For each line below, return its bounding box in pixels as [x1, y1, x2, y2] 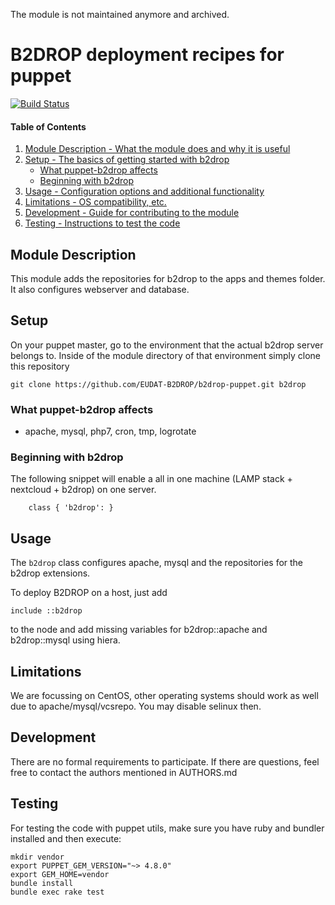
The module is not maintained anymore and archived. [10, 9, 230, 20]
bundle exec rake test [10, 887, 105, 897]
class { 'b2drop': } [28, 503, 114, 513]
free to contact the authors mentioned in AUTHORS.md [10, 766, 238, 778]
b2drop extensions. [10, 567, 91, 579]
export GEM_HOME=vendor [10, 869, 110, 879]
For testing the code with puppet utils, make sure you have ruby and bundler [10, 822, 325, 834]
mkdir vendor [10, 852, 65, 862]
